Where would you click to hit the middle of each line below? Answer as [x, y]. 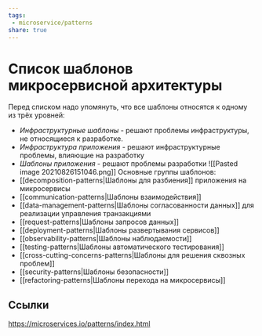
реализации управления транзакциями [85, 214]
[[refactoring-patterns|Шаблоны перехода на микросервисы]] [122, 280]
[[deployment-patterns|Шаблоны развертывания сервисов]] [119, 230]
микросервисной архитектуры [115, 85]
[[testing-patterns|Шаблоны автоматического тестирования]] [122, 247]
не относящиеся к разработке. [71, 139]
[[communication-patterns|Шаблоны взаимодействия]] [110, 197]
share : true [27, 30]
